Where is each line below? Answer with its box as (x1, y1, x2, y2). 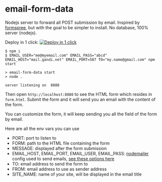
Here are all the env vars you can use (5, 126, 80, 131)
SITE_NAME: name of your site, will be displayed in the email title (12, 171, 142, 177)
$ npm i (5, 49, 21, 54)
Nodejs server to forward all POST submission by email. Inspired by (5, 19, 140, 25)
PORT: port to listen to (12, 135, 57, 141)
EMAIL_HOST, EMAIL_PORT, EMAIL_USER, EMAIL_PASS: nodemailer (12, 150, 149, 156)
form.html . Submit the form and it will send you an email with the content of (5, 96, 156, 102)
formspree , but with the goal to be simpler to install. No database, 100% (5, 24, 149, 30)
